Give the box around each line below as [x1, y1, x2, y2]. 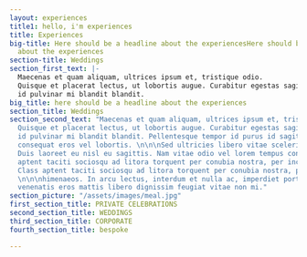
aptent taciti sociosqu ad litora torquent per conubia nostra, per [17, 157, 284, 167]
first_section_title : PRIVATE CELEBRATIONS [9, 200, 178, 210]
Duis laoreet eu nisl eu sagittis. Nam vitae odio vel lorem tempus [17, 149, 284, 158]
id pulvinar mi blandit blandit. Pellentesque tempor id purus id [17, 132, 276, 141]
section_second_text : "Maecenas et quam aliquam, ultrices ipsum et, [9, 115, 281, 124]
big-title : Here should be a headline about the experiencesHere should [9, 38, 292, 48]
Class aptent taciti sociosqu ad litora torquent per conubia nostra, [17, 166, 292, 175]
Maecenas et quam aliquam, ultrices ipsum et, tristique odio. [17, 73, 263, 82]
